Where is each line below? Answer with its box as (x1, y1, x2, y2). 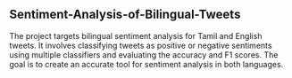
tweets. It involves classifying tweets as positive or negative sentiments (9, 40, 272, 51)
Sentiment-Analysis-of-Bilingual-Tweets (9, 7, 241, 22)
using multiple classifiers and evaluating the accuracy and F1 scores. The (9, 49, 279, 60)
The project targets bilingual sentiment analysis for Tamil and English (9, 30, 263, 41)
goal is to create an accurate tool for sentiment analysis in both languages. (9, 58, 284, 69)
